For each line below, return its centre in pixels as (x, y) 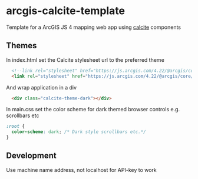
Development (32, 156)
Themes (22, 46)
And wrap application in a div (42, 87)
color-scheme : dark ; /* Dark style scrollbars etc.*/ (79, 132)
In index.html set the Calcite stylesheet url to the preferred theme (85, 59)
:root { (16, 127)
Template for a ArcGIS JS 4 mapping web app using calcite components (94, 27)
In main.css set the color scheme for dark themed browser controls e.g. (93, 110)
